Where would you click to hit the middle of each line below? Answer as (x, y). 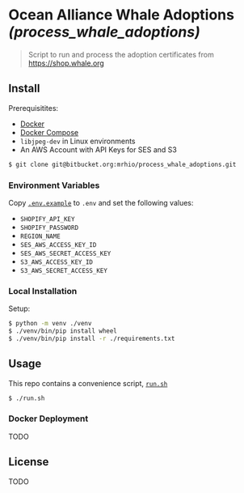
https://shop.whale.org (66, 63)
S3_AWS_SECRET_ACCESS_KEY (63, 270)
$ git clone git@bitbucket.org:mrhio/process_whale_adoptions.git (122, 164)
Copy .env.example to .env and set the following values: (101, 202)
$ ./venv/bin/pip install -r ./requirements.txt (92, 338)
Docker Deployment (48, 419)
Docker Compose (49, 132)
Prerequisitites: (34, 108)
